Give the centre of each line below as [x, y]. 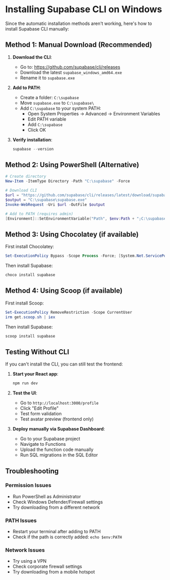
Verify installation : [32, 140]
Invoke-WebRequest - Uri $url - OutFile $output [55, 204]
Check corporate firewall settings [47, 567]
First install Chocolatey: [30, 247]
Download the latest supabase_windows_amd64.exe [71, 72]
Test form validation [41, 414]
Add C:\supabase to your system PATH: [60, 108]
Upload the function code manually [57, 450]
